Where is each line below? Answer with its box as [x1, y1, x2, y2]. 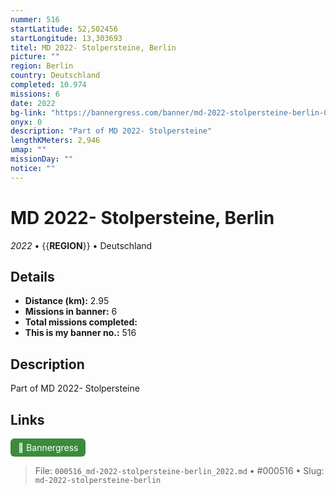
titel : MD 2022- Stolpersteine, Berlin [10, 42, 177, 53]
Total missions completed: [24, 316, 138, 328]
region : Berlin [10, 61, 74, 71]
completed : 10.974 [10, 80, 87, 90]
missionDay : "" [10, 154, 74, 164]
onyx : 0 [10, 117, 43, 127]
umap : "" [10, 145, 47, 155]
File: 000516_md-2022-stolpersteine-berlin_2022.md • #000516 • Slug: [34, 465, 325, 476]
